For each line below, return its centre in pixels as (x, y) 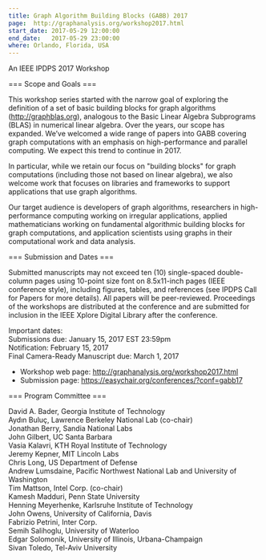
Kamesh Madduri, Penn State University (74, 497)
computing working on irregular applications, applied (140, 216)
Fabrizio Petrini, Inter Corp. (53, 522)
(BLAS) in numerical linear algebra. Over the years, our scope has (117, 125)
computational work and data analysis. (72, 241)
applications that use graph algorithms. (73, 192)
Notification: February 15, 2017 (58, 348)
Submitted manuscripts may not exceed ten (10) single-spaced (112, 273)
